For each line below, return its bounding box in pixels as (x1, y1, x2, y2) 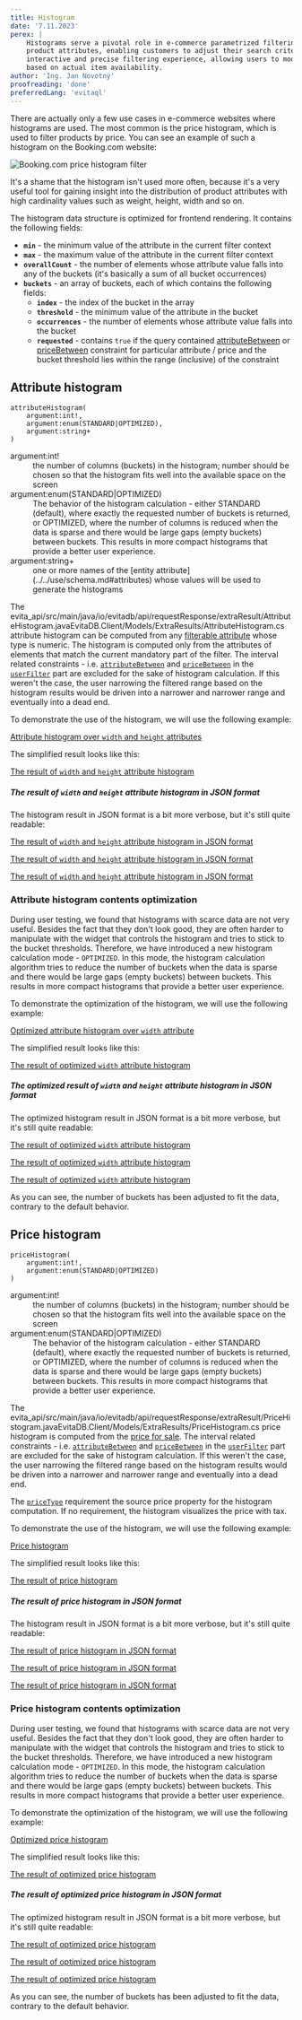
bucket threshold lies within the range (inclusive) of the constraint (36, 353, 280, 364)
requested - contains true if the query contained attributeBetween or (36, 335, 290, 345)
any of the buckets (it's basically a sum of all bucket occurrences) (22, 268, 267, 279)
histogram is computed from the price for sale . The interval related (10, 1432, 256, 1442)
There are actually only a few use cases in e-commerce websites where (10, 113, 276, 124)
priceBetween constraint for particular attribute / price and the (36, 344, 267, 355)
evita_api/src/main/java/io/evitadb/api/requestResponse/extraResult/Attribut (10, 611, 291, 622)
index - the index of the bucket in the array (36, 297, 195, 308)
